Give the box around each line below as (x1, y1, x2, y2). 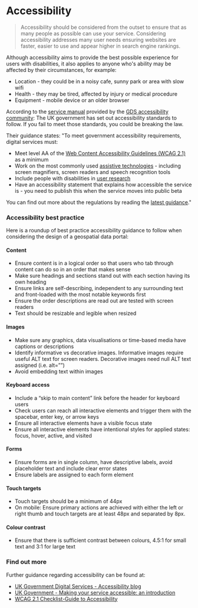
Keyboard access (6, 382, 50, 389)
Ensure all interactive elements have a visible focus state (14, 419, 152, 426)
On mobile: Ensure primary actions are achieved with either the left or (14, 504, 184, 511)
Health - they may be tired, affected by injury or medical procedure (14, 90, 178, 97)
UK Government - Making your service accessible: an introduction (14, 589, 176, 596)
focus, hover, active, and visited (14, 432, 93, 439)
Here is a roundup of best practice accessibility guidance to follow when (6, 227, 182, 234)
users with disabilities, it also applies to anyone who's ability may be (6, 60, 171, 67)
